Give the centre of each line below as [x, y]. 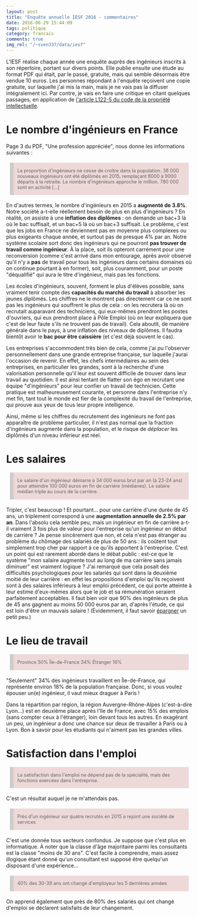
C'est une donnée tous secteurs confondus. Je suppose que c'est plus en [96, 840]
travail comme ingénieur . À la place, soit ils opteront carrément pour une [95, 249]
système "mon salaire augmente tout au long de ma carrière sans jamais [94, 560]
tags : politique [26, 28]
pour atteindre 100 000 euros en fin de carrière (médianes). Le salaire [94, 486]
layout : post [22, 12]
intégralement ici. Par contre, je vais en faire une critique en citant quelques [98, 93]
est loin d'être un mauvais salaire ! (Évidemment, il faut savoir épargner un [96, 610]
